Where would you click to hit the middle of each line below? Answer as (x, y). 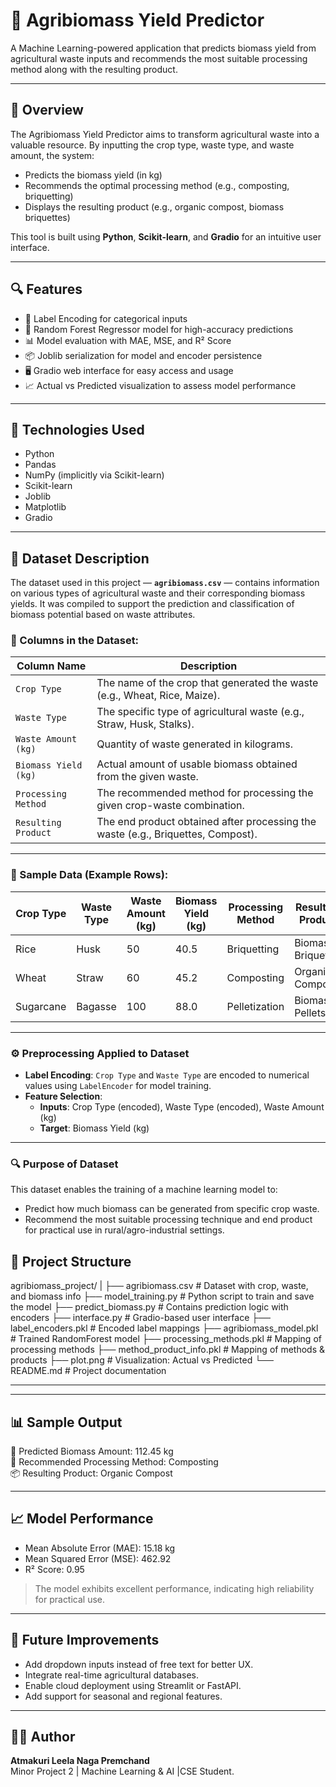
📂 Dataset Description (80, 558)
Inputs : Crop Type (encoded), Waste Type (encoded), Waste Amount (182, 1107)
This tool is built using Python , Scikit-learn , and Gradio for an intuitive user (166, 236)
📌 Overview (47, 110)
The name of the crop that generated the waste (207, 683)
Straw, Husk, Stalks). (145, 724)
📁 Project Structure (71, 1261)
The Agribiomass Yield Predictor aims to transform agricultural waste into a (165, 134)
